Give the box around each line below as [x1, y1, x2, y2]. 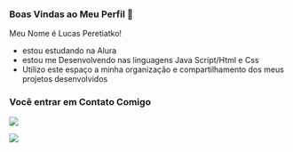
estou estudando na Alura [21, 45, 117, 56]
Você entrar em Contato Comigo [9, 96, 151, 108]
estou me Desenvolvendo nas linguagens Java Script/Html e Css [21, 55, 259, 66]
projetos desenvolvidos [21, 74, 108, 84]
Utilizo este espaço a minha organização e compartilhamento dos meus [21, 64, 284, 75]
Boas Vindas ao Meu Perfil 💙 [9, 8, 133, 20]
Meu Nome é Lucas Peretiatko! [9, 28, 123, 39]
